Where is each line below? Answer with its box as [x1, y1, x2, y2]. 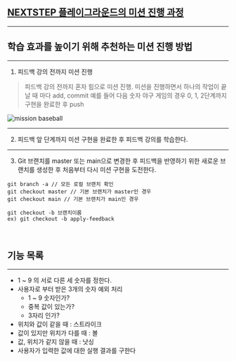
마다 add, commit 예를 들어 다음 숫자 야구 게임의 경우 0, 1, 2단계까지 [39, 91, 227, 100]
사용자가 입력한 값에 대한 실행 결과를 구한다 [17, 346, 136, 355]
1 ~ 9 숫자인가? [27, 294, 70, 302]
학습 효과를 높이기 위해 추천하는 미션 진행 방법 [7, 41, 193, 53]
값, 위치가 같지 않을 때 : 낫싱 [17, 338, 95, 346]
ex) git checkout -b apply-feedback [7, 215, 114, 223]
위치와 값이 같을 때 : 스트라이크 [17, 320, 102, 329]
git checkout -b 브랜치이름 [7, 209, 82, 216]
